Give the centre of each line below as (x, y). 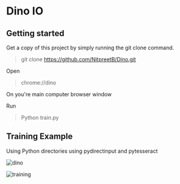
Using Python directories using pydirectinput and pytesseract (82, 151)
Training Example (40, 136)
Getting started (35, 33)
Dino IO (25, 11)
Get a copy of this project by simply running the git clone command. (90, 48)
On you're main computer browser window (59, 94)
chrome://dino (38, 83)
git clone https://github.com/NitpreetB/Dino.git (78, 59)
